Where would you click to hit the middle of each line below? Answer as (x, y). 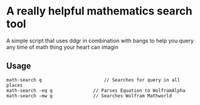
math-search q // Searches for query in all (93, 80)
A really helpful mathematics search (99, 11)
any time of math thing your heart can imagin (62, 47)
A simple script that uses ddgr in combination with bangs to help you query (100, 40)
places (15, 85)
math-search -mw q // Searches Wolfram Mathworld (89, 96)
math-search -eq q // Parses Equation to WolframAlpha (96, 91)
